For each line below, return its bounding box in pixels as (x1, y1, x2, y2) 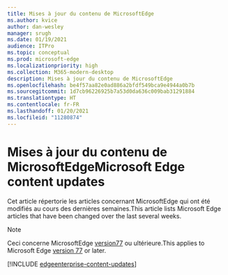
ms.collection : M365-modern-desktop (7, 68, 114, 75)
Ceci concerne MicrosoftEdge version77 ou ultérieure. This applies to (7, 239, 205, 247)
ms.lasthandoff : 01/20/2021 (7, 107, 89, 114)
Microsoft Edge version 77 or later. (7, 246, 107, 255)
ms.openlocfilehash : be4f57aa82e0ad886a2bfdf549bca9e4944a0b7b (7, 82, 195, 89)
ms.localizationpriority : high (7, 62, 98, 69)
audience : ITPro (7, 43, 54, 50)
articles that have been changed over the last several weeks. (7, 211, 182, 220)
